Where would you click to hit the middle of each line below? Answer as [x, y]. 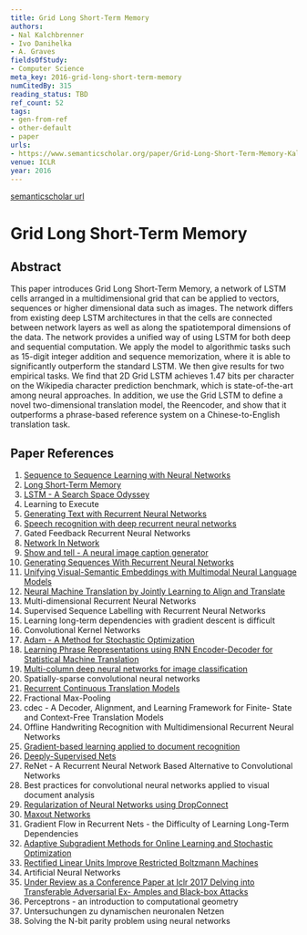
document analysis [59, 795]
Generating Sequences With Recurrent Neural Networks [129, 563]
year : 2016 [31, 171]
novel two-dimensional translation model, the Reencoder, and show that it [148, 405]
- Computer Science [47, 69]
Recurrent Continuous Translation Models [102, 689]
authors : [27, 26]
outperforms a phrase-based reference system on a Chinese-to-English [145, 415]
